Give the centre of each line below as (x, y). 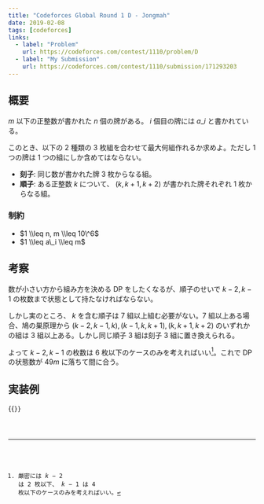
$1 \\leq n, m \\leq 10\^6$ (59, 234)
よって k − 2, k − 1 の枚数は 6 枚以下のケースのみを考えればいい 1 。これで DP (130, 351)
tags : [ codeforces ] (40, 30)
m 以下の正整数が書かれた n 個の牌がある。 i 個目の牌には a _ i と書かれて (125, 121)
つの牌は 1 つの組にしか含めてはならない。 (77, 157)
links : (19, 37)
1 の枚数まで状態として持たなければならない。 (83, 299)
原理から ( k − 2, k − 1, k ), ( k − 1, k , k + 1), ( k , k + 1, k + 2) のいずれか (146, 325)
